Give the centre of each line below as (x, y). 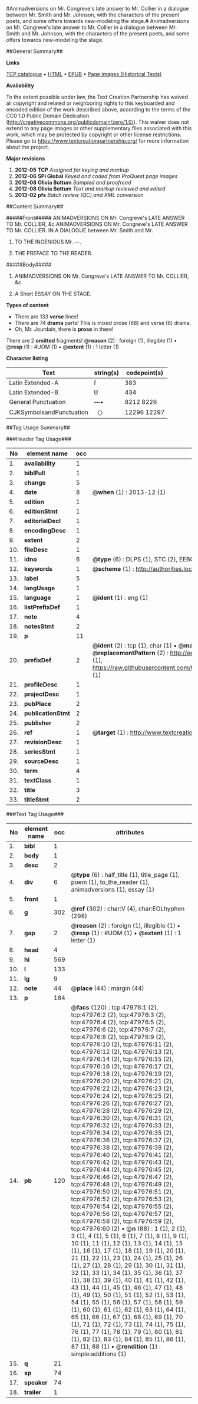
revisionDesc (43, 742)
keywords (39, 569)
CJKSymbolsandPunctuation (49, 412)
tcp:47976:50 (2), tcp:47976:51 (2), (122, 1192)
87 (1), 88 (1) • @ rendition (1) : (116, 1347)
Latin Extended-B (34, 392)
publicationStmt (47, 713)
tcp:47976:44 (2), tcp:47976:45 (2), (122, 1170)
